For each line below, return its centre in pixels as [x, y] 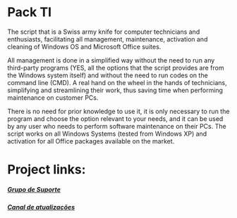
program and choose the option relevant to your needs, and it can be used [115, 118]
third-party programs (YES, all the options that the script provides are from [116, 68]
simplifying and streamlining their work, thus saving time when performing [115, 90]
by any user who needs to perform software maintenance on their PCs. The [117, 126]
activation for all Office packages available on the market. [91, 141]
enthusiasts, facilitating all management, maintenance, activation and [108, 39]
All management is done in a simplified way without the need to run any [111, 60]
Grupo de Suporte [34, 189]
